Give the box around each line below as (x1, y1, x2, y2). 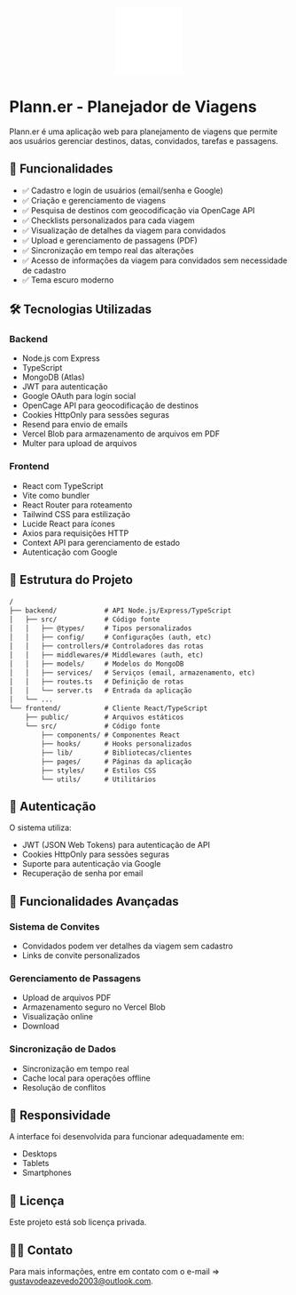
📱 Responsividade (9, 1108, 111, 1123)
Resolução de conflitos (21, 1082, 106, 1092)
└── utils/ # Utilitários (41, 775, 157, 784)
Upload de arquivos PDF (21, 993, 112, 1003)
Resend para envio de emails (21, 420, 129, 430)
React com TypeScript (21, 480, 104, 491)
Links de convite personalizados (21, 950, 140, 961)
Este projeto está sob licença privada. (9, 1217, 147, 1227)
